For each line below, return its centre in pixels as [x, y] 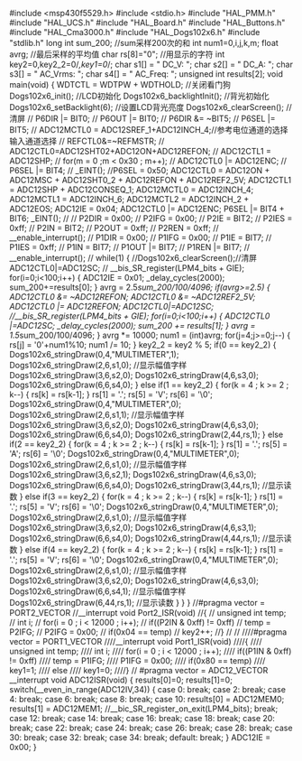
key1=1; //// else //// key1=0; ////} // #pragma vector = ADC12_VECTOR [139, 670]
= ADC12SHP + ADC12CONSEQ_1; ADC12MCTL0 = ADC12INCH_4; [132, 190]
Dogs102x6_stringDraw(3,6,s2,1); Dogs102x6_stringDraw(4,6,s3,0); [133, 474]
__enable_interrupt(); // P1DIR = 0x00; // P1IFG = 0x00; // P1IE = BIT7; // [141, 237]
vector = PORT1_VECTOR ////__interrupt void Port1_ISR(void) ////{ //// [136, 641]
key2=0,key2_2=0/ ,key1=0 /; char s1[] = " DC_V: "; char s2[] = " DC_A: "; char [151, 64]
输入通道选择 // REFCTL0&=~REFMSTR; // [87, 141]
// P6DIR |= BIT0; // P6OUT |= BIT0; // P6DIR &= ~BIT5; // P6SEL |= [151, 118]
